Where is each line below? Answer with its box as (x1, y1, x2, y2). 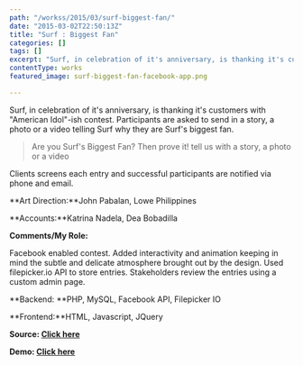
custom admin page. (9, 276, 86, 287)
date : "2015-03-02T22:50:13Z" (9, 22, 124, 31)
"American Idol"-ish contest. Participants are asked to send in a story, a (9, 114, 275, 124)
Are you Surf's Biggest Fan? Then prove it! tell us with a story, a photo (31, 141, 291, 151)
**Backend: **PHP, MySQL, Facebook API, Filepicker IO (9, 294, 221, 305)
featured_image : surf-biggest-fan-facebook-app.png (9, 72, 207, 81)
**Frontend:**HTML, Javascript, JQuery (9, 311, 164, 322)
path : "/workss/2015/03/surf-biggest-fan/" (9, 13, 176, 23)
